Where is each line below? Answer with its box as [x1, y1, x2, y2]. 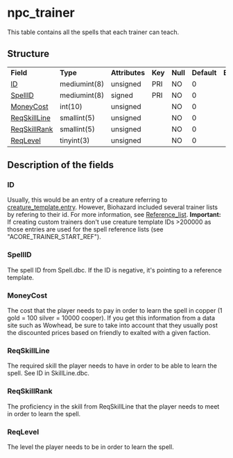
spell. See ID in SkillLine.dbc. [7, 369, 90, 377]
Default [191, 67, 217, 77]
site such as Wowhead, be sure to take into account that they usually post [7, 321, 218, 329]
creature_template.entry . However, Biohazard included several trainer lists [7, 203, 218, 211]
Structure [7, 48, 50, 60]
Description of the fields [7, 159, 114, 171]
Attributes [110, 67, 146, 77]
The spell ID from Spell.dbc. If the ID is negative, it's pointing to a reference [7, 265, 222, 274]
